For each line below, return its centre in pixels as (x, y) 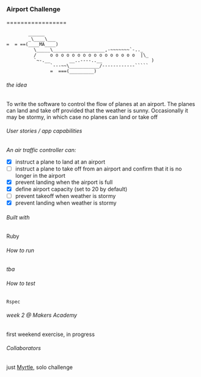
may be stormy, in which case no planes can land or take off (82, 117)
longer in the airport (40, 175)
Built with (18, 217)
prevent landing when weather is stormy (66, 203)
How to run (20, 250)
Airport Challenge (34, 9)
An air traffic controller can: (41, 150)
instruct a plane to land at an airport (60, 162)
